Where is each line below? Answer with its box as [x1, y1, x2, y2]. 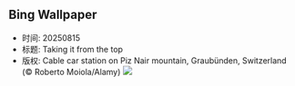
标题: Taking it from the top [21, 43, 124, 54]
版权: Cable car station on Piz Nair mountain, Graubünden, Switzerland [21, 54, 288, 66]
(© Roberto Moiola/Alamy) [21, 66, 121, 77]
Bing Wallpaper [8, 7, 97, 23]
